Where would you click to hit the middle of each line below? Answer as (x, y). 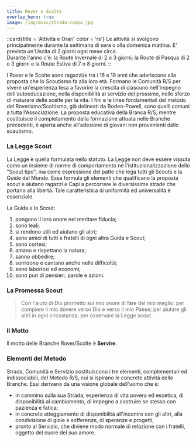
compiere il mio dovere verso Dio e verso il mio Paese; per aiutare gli (104, 309)
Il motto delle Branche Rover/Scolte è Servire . (62, 344)
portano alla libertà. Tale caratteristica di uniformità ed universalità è (89, 190)
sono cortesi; (31, 244)
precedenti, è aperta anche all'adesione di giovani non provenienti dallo (93, 125)
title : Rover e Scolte (34, 11)
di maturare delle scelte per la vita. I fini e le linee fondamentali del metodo (97, 100)
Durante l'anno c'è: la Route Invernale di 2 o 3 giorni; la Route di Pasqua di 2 (98, 58)
